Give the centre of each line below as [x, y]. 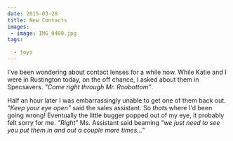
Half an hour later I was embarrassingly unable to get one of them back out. [116, 101]
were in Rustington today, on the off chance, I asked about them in [103, 80]
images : [19, 27]
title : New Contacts [38, 20]
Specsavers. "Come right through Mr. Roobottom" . [80, 87]
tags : [15, 40]
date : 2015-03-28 [33, 14]
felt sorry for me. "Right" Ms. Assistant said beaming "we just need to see [114, 123]
